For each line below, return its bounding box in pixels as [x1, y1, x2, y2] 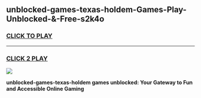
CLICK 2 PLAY [6, 54, 48, 62]
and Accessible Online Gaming [6, 85, 84, 92]
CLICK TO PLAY [6, 32, 53, 40]
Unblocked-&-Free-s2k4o [6, 14, 105, 24]
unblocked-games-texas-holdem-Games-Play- [6, 5, 187, 15]
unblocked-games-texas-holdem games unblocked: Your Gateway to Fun [6, 78, 193, 86]
